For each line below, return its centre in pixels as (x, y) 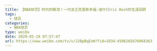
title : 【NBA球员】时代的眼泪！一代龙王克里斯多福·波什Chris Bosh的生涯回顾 (76, 9)
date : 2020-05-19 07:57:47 (33, 37)
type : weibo (17, 32)
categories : (17, 23)
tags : (11, 14)
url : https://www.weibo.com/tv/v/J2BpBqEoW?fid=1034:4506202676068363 (79, 41)
